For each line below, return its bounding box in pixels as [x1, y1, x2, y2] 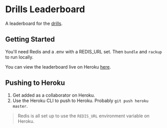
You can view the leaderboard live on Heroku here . [5, 63, 111, 70]
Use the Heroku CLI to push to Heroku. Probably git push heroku [12, 98, 149, 104]
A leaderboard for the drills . [5, 20, 63, 26]
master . [12, 103, 28, 109]
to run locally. [5, 54, 34, 60]
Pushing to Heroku [5, 79, 65, 87]
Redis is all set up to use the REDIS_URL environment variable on [17, 113, 150, 119]
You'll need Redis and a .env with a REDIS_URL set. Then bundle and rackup [5, 48, 162, 54]
